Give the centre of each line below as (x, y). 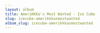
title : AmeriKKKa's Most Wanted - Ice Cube (50, 14)
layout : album (20, 9)
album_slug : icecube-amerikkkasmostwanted (49, 23)
